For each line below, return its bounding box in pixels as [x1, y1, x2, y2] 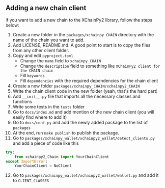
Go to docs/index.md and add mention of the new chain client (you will [12, 109, 154, 115]
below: [5, 22, 19, 28]
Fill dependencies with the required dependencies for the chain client [20, 78, 159, 83]
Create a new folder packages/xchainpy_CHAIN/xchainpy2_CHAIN [12, 83, 140, 89]
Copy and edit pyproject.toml [12, 53, 74, 58]
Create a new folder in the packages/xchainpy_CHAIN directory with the [12, 31, 154, 37]
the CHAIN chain [20, 68, 54, 73]
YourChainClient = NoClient [14, 163, 72, 168]
